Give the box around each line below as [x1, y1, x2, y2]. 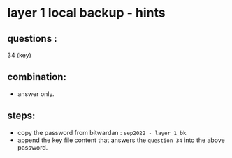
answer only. [17, 89, 55, 98]
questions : [7, 33, 57, 45]
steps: [7, 110, 36, 122]
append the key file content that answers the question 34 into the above [17, 136, 225, 144]
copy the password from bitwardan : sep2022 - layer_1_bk [17, 128, 187, 136]
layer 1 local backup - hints [7, 5, 166, 21]
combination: [7, 71, 66, 83]
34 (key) [7, 51, 31, 59]
